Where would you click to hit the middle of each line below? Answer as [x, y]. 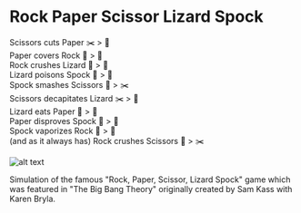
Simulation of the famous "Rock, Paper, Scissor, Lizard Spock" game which [150, 179]
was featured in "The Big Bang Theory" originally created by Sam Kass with [151, 189]
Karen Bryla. [33, 198]
